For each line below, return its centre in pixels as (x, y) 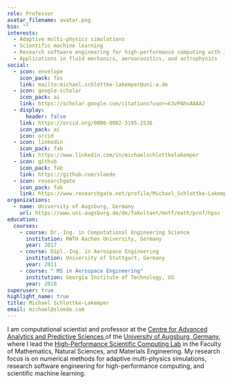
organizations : (29, 200)
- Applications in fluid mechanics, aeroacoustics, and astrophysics (115, 59)
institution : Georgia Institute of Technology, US (100, 277)
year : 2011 (41, 264)
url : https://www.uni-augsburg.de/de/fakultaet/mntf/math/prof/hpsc (120, 213)
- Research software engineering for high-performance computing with (117, 53)
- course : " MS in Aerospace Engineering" (81, 271)
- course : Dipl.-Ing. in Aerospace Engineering (89, 252)
